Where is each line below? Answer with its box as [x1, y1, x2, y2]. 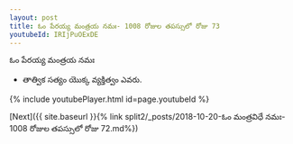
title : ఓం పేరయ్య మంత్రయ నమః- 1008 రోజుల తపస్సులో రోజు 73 [9, 22, 221, 31]
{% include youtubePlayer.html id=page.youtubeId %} [9, 94, 210, 104]
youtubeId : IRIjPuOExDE [9, 30, 99, 39]
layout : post [9, 13, 59, 22]
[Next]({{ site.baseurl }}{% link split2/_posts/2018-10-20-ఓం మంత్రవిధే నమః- [9, 112, 286, 122]
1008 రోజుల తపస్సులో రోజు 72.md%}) [9, 123, 139, 134]
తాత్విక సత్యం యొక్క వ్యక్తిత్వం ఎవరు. [22, 74, 142, 85]
